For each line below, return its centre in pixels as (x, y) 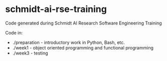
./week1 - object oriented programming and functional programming (83, 47)
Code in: (14, 32)
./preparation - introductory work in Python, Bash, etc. (69, 42)
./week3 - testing (30, 53)
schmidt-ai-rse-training (56, 9)
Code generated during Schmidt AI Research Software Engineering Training (83, 23)
